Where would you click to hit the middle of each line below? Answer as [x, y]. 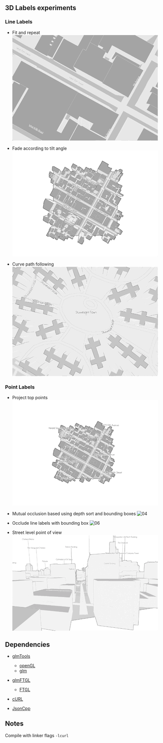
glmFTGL [21, 680]
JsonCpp [21, 708]
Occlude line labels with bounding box [50, 523]
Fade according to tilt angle [39, 148]
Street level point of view [37, 532]
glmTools [21, 656]
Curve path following [33, 264]
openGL [27, 666]
